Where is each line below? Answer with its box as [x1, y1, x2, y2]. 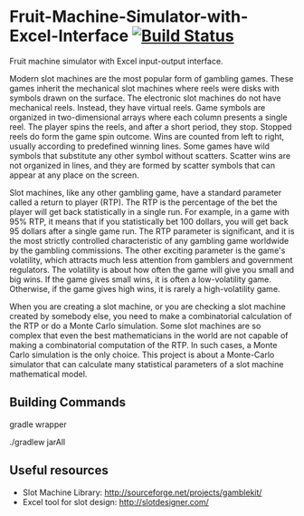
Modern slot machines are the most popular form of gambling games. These [9, 73, 294, 83]
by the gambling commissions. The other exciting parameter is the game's [9, 245, 286, 256]
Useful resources [9, 462, 109, 478]
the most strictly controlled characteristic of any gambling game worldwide [9, 235, 290, 246]
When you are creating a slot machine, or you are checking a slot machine [9, 301, 287, 312]
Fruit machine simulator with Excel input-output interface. [9, 55, 223, 66]
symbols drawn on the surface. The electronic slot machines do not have [9, 92, 282, 103]
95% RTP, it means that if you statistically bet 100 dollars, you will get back [9, 216, 289, 227]
